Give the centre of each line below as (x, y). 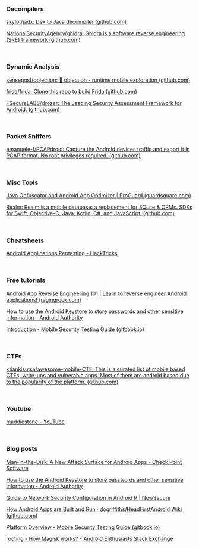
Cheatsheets (25, 240)
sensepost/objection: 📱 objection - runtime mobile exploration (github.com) (98, 80)
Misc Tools (22, 182)
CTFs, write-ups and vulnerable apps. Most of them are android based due (98, 376)
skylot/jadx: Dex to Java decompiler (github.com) (66, 22)
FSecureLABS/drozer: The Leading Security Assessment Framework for (94, 103)
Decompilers (25, 9)
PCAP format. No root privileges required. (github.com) (73, 155)
